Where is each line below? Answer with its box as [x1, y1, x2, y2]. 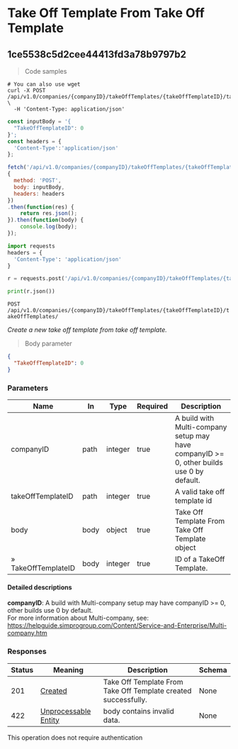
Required [137, 401, 169, 411]
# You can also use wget [7, 81, 81, 88]
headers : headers [13, 190, 65, 197]
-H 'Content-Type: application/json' [13, 106, 125, 113]
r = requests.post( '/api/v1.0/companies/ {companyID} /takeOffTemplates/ [7, 275, 223, 282]
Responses [7, 647, 47, 657]
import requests [7, 243, 55, 250]
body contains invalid [103, 706, 175, 716]
